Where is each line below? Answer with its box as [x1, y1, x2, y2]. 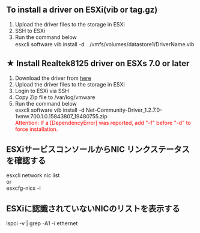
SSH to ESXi [14, 27, 46, 34]
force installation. [14, 126, 58, 133]
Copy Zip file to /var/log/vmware [14, 93, 95, 101]
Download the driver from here [14, 74, 91, 82]
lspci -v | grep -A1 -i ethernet [6, 220, 78, 227]
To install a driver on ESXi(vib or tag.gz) [6, 5, 158, 15]
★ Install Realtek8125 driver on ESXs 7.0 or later [6, 58, 190, 68]
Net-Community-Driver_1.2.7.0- [86, 106, 163, 113]
